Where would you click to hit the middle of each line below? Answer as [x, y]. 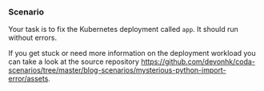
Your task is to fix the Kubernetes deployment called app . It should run [123, 30]
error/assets [28, 79]
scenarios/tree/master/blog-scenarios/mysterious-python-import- [117, 70]
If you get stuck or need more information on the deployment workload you [132, 53]
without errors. [33, 38]
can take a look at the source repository [74, 61]
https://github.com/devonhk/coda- [198, 61]
